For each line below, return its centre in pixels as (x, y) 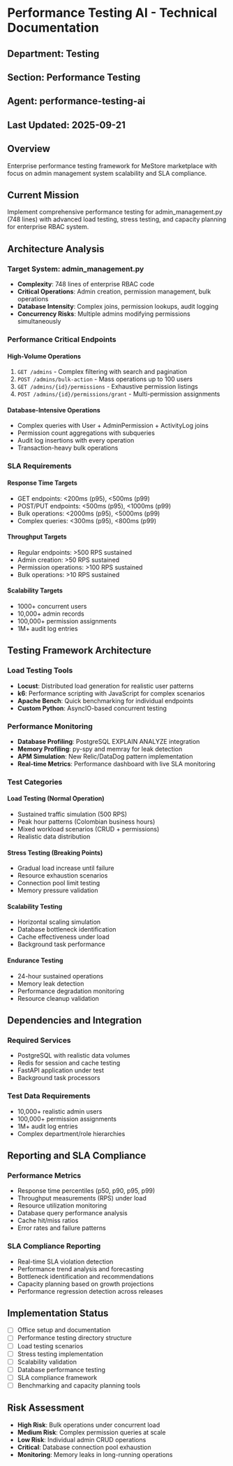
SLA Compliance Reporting (54, 1246)
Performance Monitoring (50, 726)
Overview (29, 149)
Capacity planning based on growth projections (85, 1284)
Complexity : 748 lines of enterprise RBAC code (86, 284)
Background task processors (59, 1078)
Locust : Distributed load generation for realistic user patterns (105, 686)
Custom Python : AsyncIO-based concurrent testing (92, 708)
